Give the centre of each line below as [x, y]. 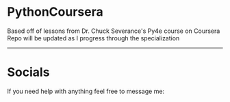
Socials [28, 72]
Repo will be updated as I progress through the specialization [93, 38]
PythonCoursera [55, 12]
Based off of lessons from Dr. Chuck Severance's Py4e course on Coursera [114, 31]
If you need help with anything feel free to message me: [86, 91]
